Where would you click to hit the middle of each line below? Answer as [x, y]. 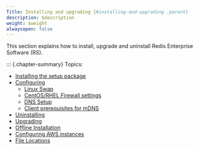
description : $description [40, 18]
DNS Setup [38, 102]
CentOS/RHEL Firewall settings [63, 95]
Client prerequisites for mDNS [61, 108]
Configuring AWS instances [49, 134]
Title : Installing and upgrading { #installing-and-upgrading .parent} [97, 12]
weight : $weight [27, 23]
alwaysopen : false [29, 29]
